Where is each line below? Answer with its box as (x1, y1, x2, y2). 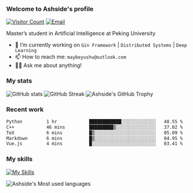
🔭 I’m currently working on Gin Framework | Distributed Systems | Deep (14, 41, 187, 49)
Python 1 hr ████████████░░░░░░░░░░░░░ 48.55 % (6, 119, 183, 124)
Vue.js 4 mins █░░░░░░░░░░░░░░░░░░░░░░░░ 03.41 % (6, 141, 183, 147)
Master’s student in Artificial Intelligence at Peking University (6, 30, 156, 37)
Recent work (6, 105, 44, 113)
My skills (6, 155, 33, 163)
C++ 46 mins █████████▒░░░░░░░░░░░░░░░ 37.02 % (6, 124, 183, 130)
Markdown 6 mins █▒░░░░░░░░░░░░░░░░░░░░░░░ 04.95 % (6, 135, 183, 141)
